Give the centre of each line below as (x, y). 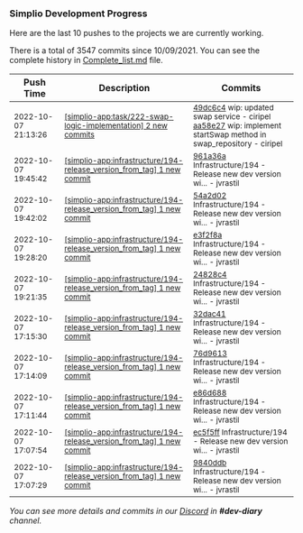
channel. (26, 520)
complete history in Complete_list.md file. (87, 60)
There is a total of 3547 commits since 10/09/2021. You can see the (135, 51)
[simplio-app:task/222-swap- (119, 117)
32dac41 (209, 314)
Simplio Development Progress (78, 14)
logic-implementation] (104, 126)
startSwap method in (230, 135)
